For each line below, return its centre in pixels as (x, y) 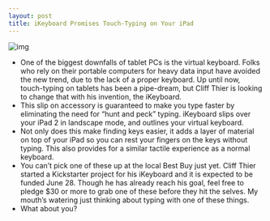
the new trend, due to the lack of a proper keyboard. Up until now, (130, 79)
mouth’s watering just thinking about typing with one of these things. (135, 200)
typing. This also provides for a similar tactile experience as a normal (135, 148)
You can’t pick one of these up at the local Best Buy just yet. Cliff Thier (138, 165)
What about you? (49, 208)
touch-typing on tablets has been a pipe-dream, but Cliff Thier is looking (141, 88)
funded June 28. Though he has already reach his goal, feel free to (132, 182)
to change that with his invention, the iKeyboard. (101, 96)
